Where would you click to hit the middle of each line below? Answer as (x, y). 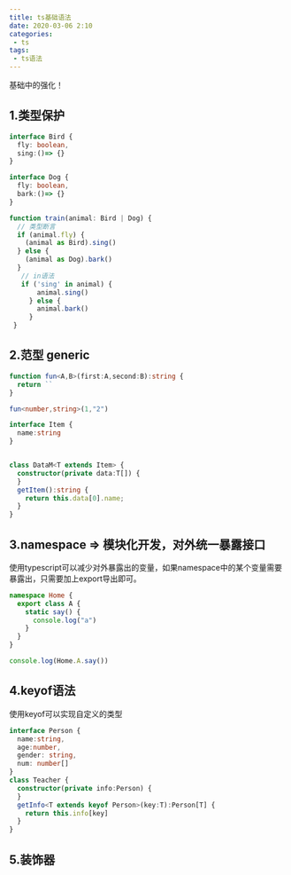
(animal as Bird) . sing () (71, 243)
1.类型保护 (37, 116)
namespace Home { (41, 595)
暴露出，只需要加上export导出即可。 (75, 579)
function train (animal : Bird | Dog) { (80, 218)
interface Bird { (41, 137)
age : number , (39, 747)
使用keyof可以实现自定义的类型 (66, 713)
